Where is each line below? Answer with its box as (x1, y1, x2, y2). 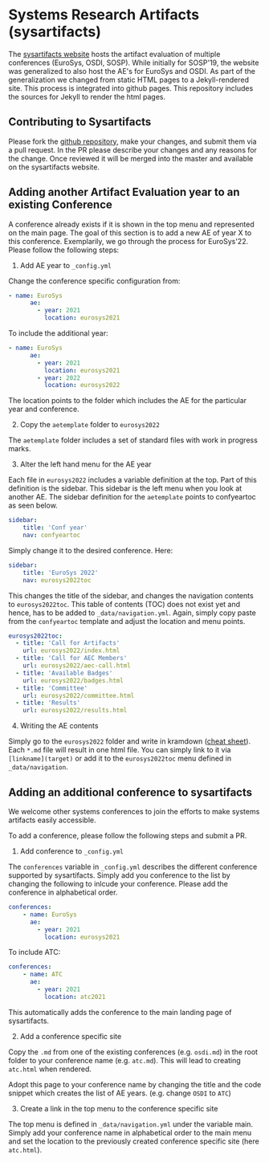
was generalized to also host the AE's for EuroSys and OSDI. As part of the (8, 66, 255, 75)
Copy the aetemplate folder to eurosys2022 (19, 420, 161, 430)
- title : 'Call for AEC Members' (15, 654, 128, 663)
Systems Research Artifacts (8, 6, 200, 24)
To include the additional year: (8, 328, 108, 338)
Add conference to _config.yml (19, 846, 124, 856)
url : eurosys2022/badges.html (22, 676, 124, 684)
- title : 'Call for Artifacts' (15, 639, 120, 647)
